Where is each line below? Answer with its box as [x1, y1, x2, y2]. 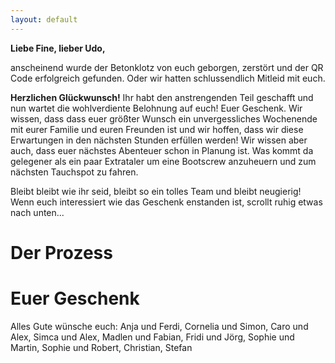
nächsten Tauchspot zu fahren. [10, 166, 139, 178]
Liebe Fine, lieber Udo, [10, 42, 106, 54]
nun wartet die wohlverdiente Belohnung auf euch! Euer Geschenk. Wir [10, 102, 303, 114]
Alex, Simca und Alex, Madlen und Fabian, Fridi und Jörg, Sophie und [10, 331, 295, 343]
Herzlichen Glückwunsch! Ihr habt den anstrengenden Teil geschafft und [10, 91, 314, 103]
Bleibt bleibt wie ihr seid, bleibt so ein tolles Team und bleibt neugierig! [10, 185, 302, 197]
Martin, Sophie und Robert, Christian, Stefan [10, 341, 193, 353]
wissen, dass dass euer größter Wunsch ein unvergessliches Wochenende [10, 112, 318, 125]
